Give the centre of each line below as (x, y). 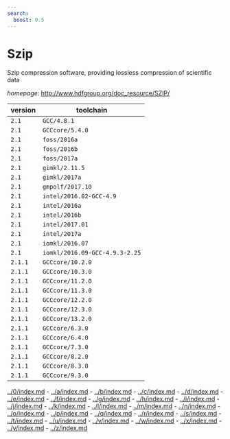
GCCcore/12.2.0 (67, 300)
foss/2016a (60, 140)
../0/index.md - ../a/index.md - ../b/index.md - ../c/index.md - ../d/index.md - (115, 392)
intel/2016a (62, 206)
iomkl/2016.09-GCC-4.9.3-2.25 (92, 253)
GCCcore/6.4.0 (65, 338)
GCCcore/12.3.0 (67, 310)
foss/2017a (60, 159)
